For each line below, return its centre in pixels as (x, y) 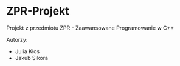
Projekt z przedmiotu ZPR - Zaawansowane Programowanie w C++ (90, 28)
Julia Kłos (27, 51)
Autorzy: (17, 39)
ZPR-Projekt (38, 11)
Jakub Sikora (32, 58)
